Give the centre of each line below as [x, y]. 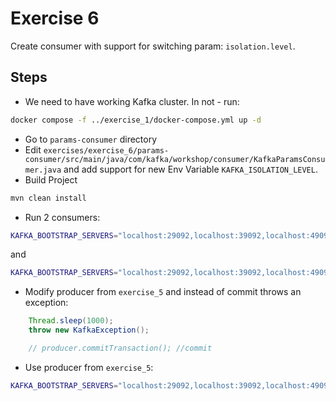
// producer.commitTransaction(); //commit [120, 348]
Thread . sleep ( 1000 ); [71, 321]
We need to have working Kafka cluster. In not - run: [132, 101]
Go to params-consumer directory [91, 139]
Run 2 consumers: [62, 217]
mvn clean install [48, 198]
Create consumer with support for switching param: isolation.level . [153, 46]
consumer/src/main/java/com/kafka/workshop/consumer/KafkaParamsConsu [175, 159]
